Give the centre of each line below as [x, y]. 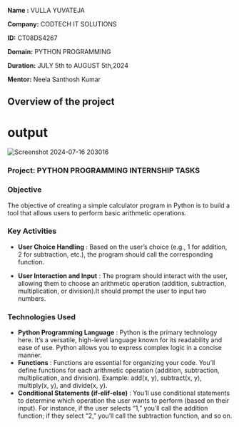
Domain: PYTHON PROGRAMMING [59, 52]
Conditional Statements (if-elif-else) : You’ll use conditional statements [124, 393]
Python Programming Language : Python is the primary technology [117, 333]
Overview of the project [61, 102]
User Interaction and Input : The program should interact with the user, [123, 276]
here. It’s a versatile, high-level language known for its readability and [120, 340]
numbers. [32, 298]
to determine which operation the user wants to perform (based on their [123, 401]
